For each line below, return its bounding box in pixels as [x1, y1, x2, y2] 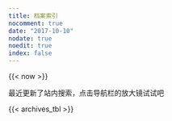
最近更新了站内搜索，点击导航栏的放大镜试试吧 [8, 88, 164, 98]
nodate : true [8, 34, 52, 43]
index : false [8, 49, 52, 57]
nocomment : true [8, 19, 63, 27]
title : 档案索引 [8, 11, 58, 20]
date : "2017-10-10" [8, 27, 74, 35]
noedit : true [8, 42, 52, 50]
